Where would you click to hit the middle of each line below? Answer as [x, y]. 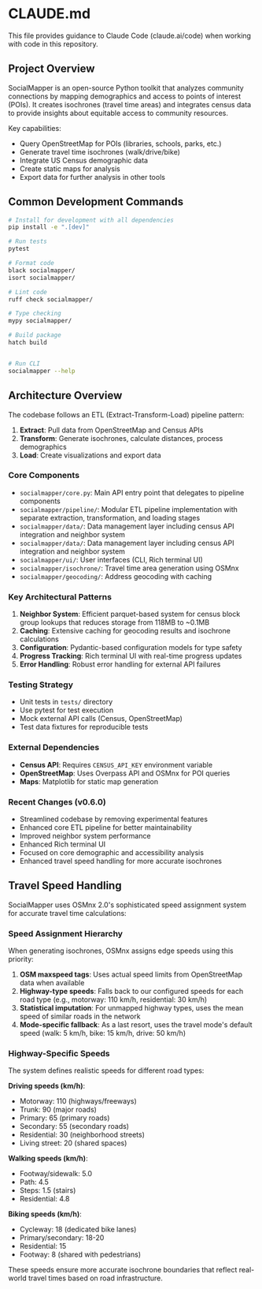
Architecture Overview [65, 396]
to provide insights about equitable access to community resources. [118, 113]
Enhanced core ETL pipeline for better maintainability [106, 827]
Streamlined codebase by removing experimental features [114, 819]
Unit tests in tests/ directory [66, 702]
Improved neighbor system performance [85, 835]
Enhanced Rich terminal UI [63, 844]
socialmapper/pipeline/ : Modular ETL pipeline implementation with [129, 509]
